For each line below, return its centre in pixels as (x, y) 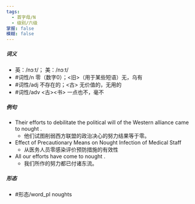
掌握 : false (20, 28)
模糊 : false (20, 34)
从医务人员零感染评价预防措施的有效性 (71, 150)
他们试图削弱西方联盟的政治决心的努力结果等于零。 (87, 136)
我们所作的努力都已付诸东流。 (60, 163)
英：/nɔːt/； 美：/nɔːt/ (42, 70)
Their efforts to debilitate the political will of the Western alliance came (102, 122)
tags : (13, 12)
